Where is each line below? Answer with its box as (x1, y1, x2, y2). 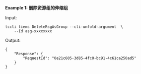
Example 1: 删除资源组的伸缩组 (5, 5, 68, 10)
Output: (5, 37, 21, 43)
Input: (5, 15, 17, 20)
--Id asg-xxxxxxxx (14, 29, 52, 34)
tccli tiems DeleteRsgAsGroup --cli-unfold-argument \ (5, 24, 123, 29)
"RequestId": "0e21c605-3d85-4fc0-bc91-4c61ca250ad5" (23, 56, 137, 61)
